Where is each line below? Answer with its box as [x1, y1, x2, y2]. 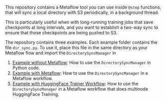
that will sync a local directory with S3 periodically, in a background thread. [5, 9, 159, 15]
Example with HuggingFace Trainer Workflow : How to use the [12, 81, 139, 87]
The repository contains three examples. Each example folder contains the [5, 39, 158, 45]
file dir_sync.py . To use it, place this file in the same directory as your [5, 45, 148, 50]
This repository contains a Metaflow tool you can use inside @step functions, [5, 4, 162, 10]
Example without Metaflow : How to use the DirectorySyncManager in [12, 60, 151, 65]
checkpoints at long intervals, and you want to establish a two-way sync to [5, 24, 159, 30]
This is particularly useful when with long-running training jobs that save [5, 19, 154, 25]
